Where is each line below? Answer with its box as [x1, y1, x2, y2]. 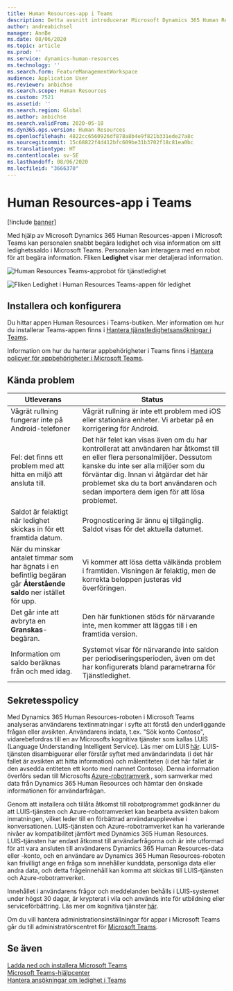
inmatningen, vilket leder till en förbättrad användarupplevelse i [7, 815, 187, 822]
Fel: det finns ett [10, 452, 64, 462]
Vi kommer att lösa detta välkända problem [82, 558, 222, 567]
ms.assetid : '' [7, 101, 51, 107]
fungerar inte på [10, 415, 64, 425]
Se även [7, 942, 43, 954]
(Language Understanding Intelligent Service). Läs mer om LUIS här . [7, 743, 202, 750]
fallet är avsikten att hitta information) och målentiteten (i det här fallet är [7, 757, 214, 765]
